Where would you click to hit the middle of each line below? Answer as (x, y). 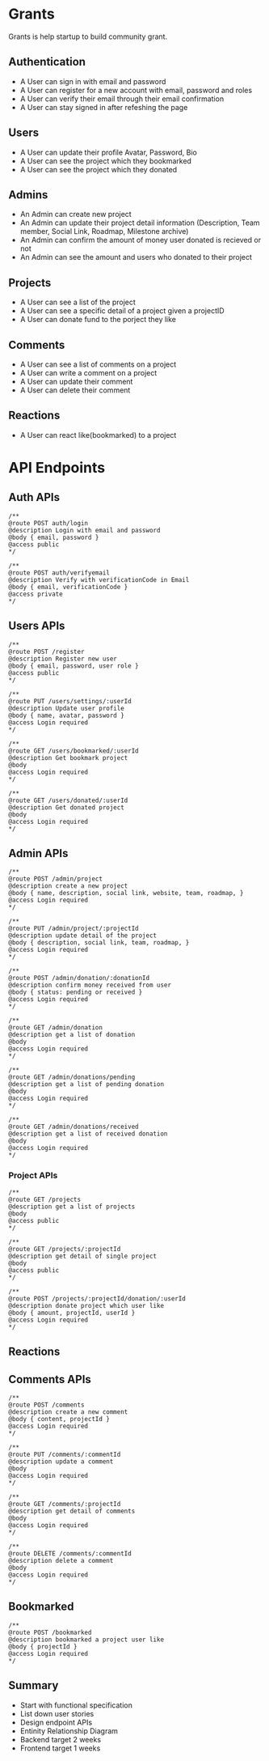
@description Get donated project (67, 807)
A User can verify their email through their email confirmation (122, 99)
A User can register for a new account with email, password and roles (136, 90)
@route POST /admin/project (56, 879)
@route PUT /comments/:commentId (65, 1454)
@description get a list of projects (72, 1207)
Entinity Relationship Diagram (69, 1731)
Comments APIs (50, 1379)
